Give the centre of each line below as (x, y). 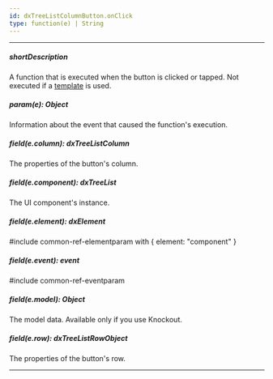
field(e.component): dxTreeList (63, 182)
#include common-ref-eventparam (67, 281)
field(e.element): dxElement (58, 221)
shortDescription (38, 57)
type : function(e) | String (57, 23)
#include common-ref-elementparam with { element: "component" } (123, 242)
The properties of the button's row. (68, 359)
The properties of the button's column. (74, 164)
